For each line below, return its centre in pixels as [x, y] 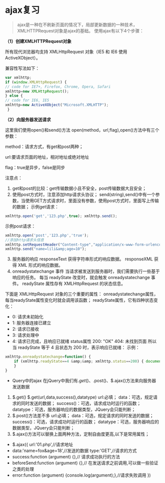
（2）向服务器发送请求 [28, 119]
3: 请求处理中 [26, 335]
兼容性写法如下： [22, 68]
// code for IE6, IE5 [27, 100]
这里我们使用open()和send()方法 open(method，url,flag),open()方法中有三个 [82, 130]
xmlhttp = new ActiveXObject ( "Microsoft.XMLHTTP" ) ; [57, 105]
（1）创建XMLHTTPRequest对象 [38, 41]
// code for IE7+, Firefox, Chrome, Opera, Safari [58, 86]
